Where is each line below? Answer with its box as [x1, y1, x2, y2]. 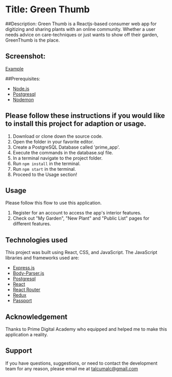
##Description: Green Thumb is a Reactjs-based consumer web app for [5, 21, 157, 27]
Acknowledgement [5, 312, 68, 321]
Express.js [12, 265, 35, 271]
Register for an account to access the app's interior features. [12, 210, 142, 216]
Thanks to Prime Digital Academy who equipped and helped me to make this [5, 326, 167, 332]
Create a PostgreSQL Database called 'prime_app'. [12, 144, 120, 150]
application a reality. [5, 332, 48, 337]
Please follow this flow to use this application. [5, 200, 102, 206]
